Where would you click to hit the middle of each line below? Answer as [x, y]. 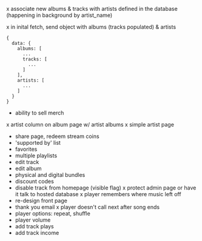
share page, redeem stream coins [57, 136]
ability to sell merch [39, 113]
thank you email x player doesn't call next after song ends [87, 207]
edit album [28, 168]
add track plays [34, 226]
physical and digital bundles [50, 175]
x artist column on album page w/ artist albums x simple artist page [90, 124]
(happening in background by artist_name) [59, 15]
